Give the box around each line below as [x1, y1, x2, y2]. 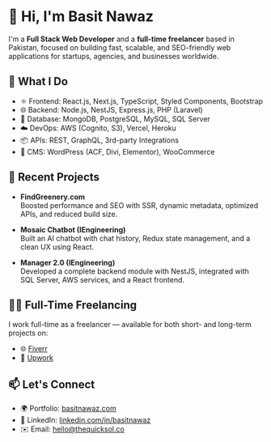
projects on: [8, 328, 49, 338]
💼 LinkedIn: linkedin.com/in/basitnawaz [19, 415, 151, 425]
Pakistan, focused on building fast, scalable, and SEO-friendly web [8, 42, 231, 52]
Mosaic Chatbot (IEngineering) [19, 224, 126, 234]
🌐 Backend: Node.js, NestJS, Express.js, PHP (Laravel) [19, 104, 204, 114]
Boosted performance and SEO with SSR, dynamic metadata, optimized [19, 200, 259, 210]
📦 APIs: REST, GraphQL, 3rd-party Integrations [19, 135, 180, 145]
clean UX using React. [19, 242, 95, 252]
